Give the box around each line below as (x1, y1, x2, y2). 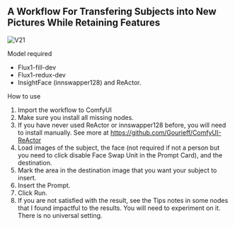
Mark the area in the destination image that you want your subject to (17, 166, 217, 175)
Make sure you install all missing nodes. (17, 113, 134, 121)
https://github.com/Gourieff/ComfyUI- (110, 128, 222, 137)
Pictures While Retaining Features (7, 17, 161, 29)
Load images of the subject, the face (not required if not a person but (17, 143, 220, 152)
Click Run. (17, 188, 48, 197)
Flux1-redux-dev (17, 70, 66, 79)
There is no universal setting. (17, 211, 103, 219)
